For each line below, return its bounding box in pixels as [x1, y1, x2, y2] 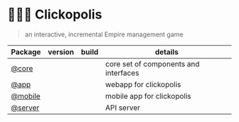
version [48, 46, 75, 56]
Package [11, 46, 41, 56]
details [154, 46, 179, 56]
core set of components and [105, 59, 200, 68]
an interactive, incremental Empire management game [24, 30, 184, 39]
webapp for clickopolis [105, 79, 181, 89]
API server [105, 103, 141, 113]
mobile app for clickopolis [105, 91, 191, 101]
